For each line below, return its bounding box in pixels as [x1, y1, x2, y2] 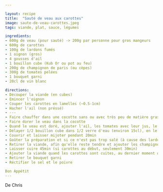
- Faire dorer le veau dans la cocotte [5, 120, 86, 124]
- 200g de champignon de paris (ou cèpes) [5, 65, 92, 70]
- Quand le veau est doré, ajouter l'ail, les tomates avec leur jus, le [5, 124, 158, 129]
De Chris [5, 182, 23, 188]
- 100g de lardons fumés [5, 47, 55, 52]
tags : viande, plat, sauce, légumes [5, 25, 79, 30]
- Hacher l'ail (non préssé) [5, 105, 64, 111]
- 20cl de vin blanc [5, 79, 47, 84]
